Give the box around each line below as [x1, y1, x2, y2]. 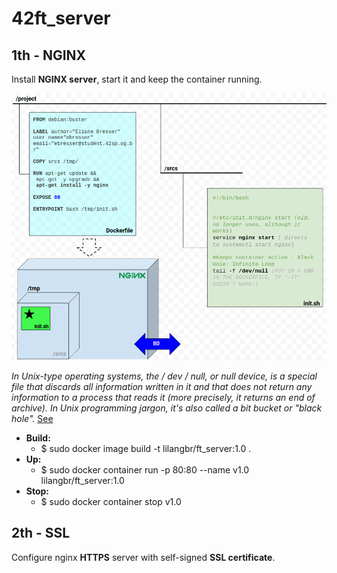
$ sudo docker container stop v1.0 [40, 495, 182, 507]
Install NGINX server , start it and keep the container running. [11, 73, 263, 85]
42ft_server [11, 7, 111, 30]
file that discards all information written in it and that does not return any [11, 380, 313, 392]
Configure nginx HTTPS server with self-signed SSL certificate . [11, 551, 276, 563]
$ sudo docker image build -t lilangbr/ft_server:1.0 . [40, 442, 252, 454]
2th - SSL [11, 525, 71, 542]
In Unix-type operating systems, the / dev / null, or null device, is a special [11, 370, 318, 382]
